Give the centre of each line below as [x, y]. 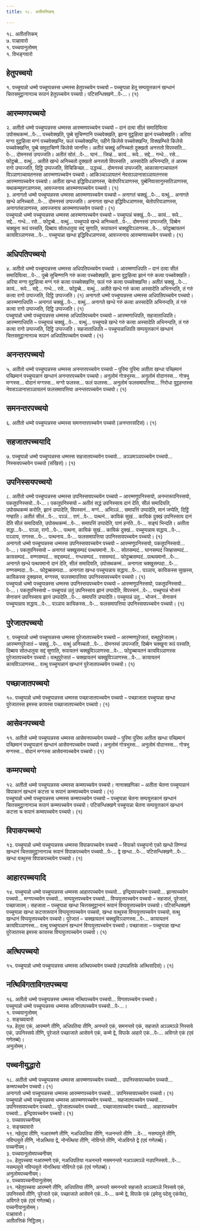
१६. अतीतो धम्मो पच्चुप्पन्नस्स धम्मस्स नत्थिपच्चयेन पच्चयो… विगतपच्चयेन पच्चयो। [82, 999]
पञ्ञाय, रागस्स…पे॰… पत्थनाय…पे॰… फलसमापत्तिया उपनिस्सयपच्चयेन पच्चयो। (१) [85, 537]
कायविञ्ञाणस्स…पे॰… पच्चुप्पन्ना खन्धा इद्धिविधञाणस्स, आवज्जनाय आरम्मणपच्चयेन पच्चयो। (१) [95, 235]
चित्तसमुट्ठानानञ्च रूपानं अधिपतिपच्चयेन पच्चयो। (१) [55, 336]
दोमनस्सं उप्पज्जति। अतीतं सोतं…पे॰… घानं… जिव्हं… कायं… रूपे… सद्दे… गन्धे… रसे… [98, 154]
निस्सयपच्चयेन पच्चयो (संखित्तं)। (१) [41, 463]
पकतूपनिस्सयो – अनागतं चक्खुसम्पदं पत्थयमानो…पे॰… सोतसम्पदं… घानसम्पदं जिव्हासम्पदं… [104, 550]
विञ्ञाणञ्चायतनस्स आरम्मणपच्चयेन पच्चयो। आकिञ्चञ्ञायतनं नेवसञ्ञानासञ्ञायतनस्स [87, 175]
